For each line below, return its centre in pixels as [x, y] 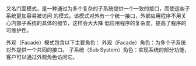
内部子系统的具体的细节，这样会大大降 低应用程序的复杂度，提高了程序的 [99, 23]
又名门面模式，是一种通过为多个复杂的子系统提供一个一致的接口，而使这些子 [98, 8]
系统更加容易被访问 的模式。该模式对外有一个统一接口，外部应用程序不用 [94, 16]
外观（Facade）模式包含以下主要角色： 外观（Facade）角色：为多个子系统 [96, 43]
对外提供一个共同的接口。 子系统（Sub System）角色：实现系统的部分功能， [98, 50]
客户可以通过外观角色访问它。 [42, 57]
